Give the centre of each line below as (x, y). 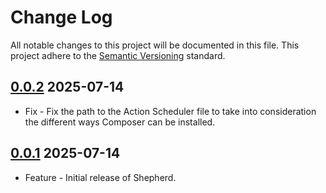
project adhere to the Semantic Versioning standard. (118, 55)
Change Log (61, 17)
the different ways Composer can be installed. (120, 122)
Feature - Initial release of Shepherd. (100, 177)
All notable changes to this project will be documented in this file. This (155, 45)
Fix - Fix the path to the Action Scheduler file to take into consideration (170, 111)
